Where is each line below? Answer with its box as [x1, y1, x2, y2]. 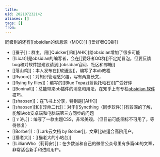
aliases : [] [5, 16, 29, 21]
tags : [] [5, 20, 23, 26]
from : [5, 25, 16, 30]
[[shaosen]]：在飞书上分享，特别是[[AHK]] [12, 98, 97, 104]
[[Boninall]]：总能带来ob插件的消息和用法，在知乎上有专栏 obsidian [12, 86, 146, 92]
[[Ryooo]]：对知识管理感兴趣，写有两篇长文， [12, 74, 104, 80]
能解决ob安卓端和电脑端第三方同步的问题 [12, 110, 94, 116]
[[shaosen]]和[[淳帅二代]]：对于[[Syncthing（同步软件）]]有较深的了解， [12, 104, 155, 110]
